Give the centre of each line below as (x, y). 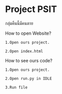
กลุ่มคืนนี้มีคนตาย (19, 23)
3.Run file (16, 87)
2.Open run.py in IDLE (29, 78)
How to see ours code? (29, 60)
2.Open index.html (24, 51)
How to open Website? (28, 33)
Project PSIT (31, 9)
